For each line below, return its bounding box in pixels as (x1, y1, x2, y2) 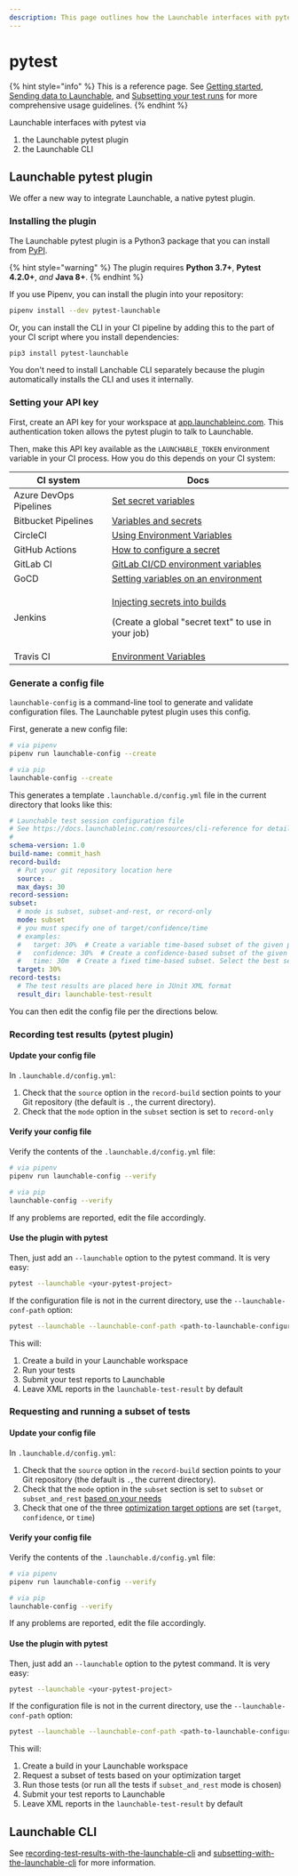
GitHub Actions (13, 543, 77, 556)
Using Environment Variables (112, 528, 232, 541)
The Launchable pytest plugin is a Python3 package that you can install (9, 235, 271, 246)
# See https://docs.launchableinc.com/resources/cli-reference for (9, 825, 264, 833)
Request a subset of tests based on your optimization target (21, 1770, 241, 1781)
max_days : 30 (17, 882, 66, 891)
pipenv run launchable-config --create (9, 749, 157, 758)
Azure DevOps (13, 488, 74, 501)
